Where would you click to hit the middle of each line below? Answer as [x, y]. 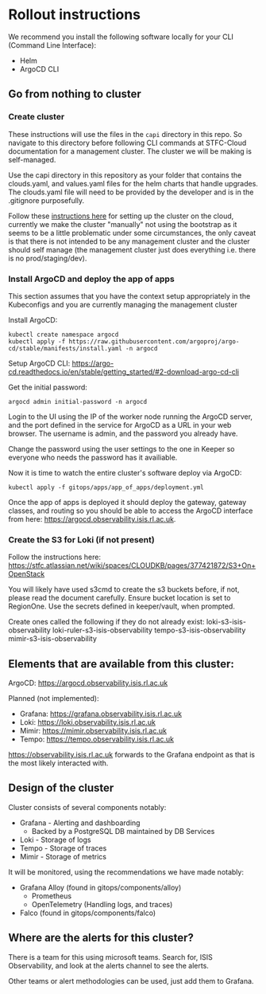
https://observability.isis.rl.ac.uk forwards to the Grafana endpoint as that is [132, 755]
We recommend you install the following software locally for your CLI [121, 37]
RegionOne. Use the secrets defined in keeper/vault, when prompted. [122, 606]
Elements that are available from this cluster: [121, 664]
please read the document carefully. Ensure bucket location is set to [120, 598]
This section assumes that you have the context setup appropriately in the [129, 295]
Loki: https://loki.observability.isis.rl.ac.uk [88, 722]
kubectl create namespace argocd [64, 335]
